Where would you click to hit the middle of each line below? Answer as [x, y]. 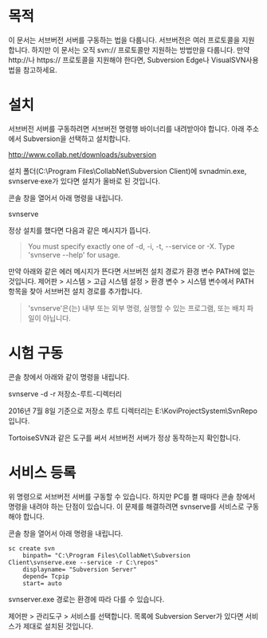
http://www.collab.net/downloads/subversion [82, 154]
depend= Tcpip [46, 576]
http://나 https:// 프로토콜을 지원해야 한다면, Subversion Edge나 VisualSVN [127, 60]
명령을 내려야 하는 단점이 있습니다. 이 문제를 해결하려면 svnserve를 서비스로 [126, 506]
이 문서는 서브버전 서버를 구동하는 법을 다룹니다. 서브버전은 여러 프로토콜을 [124, 40]
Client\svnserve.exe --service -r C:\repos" [83, 562]
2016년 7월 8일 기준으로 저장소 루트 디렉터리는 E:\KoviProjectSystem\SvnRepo [133, 411]
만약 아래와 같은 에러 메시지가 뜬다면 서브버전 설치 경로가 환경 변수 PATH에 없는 [132, 271]
